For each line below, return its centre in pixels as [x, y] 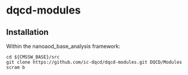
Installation [27, 32]
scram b [16, 67]
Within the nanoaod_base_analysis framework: [63, 46]
